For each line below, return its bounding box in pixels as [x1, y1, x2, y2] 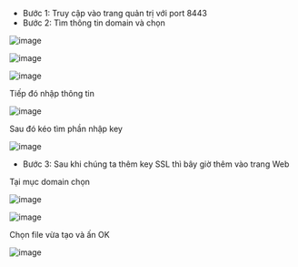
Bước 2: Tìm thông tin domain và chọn [22, 17, 166, 28]
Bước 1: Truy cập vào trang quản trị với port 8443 [22, 8, 207, 18]
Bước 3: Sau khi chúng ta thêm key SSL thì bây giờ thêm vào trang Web [22, 159, 290, 169]
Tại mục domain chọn [9, 177, 91, 187]
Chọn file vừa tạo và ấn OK [9, 230, 111, 240]
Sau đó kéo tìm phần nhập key [9, 123, 123, 134]
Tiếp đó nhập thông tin [9, 88, 95, 98]
